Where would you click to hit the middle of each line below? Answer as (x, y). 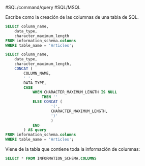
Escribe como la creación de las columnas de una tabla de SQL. (72, 17)
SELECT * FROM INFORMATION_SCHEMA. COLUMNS (51, 158)
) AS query (35, 130)
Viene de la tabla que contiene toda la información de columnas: (73, 149)
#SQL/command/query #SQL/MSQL (43, 7)
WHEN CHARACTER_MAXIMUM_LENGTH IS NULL (75, 92)
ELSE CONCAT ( (47, 102)
